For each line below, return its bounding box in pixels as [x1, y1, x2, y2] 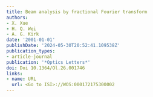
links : [6, 70, 23, 77]
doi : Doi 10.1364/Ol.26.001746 [6, 64, 85, 71]
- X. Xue [6, 20, 28, 26]
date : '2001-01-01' [6, 37, 56, 43]
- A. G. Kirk [6, 31, 39, 37]
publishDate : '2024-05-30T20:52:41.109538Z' [6, 43, 120, 49]
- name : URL [6, 76, 36, 82]
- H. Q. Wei [6, 25, 36, 32]
